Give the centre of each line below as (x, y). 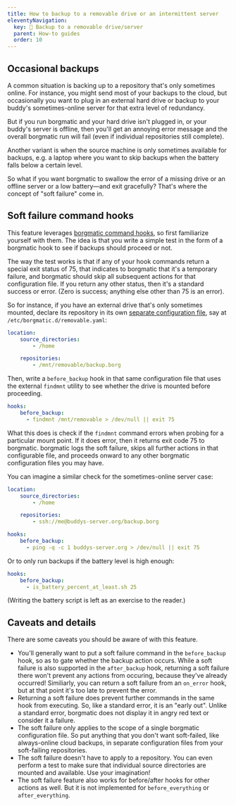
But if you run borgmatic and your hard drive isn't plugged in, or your (107, 121)
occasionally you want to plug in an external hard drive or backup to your (113, 100)
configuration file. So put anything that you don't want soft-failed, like (118, 736)
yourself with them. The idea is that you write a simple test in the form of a (115, 240)
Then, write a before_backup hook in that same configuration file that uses (114, 379)
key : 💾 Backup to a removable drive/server (78, 27)
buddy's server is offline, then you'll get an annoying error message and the (117, 129)
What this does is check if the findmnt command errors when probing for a (116, 433)
